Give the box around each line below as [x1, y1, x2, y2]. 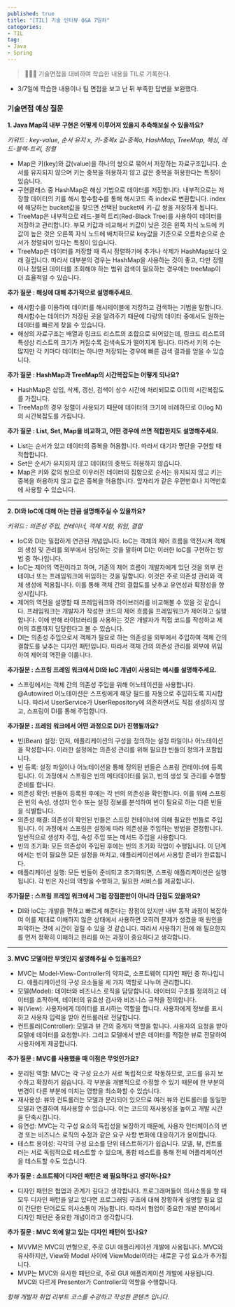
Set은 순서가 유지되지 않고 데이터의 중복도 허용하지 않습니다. [17, 459, 183, 468]
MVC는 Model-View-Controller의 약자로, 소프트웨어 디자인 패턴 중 [17, 969, 201, 978]
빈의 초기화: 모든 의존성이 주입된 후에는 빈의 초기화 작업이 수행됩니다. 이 [17, 842, 213, 851]
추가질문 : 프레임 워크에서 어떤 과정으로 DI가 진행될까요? [7, 722, 159, 730]
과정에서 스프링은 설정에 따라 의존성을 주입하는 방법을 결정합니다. [45, 825, 223, 833]
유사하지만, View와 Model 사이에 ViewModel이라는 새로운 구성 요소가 [17, 1252, 209, 1260]
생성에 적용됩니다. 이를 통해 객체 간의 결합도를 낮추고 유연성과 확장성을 [24, 581, 218, 589]
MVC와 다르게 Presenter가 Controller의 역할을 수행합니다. [17, 1278, 178, 1287]
